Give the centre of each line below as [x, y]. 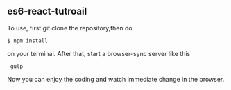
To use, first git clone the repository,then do [70, 28]
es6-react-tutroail [47, 11]
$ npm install [28, 41]
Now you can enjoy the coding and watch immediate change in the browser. [116, 79]
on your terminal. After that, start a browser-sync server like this [99, 53]
